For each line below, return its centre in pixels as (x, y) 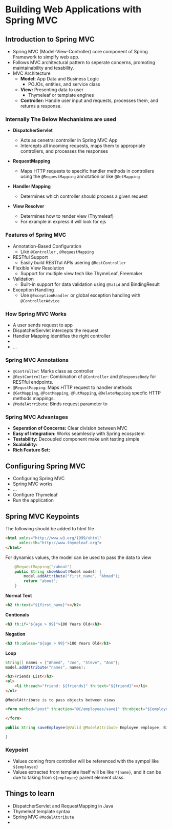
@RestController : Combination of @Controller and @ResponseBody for (84, 377)
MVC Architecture (31, 73)
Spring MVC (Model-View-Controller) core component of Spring (80, 51)
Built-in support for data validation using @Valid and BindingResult (90, 284)
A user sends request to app (43, 325)
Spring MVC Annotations (37, 360)
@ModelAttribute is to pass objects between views (60, 700)
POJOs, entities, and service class (64, 84)
